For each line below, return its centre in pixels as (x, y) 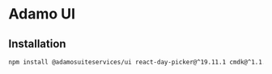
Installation (37, 44)
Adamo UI (42, 14)
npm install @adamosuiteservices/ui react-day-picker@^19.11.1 (117, 62)
